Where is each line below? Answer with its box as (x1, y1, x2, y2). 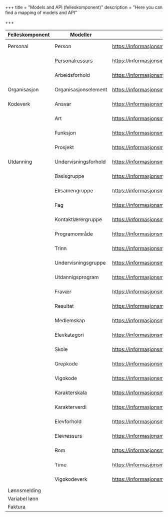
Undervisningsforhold (54, 158, 106, 165)
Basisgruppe (54, 173, 84, 180)
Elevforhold (54, 418, 81, 425)
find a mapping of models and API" (5, 10, 77, 16)
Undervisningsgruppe (54, 260, 106, 266)
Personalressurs (54, 57, 93, 64)
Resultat (54, 303, 74, 309)
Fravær (54, 288, 71, 295)
